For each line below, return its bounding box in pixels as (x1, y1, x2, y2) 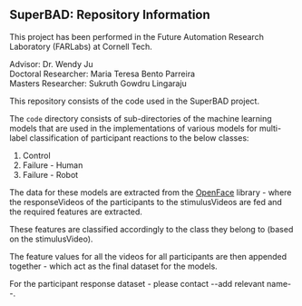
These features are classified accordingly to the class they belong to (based (9, 223, 294, 234)
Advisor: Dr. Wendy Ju (9, 58, 93, 69)
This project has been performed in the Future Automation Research (9, 31, 265, 42)
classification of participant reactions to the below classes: (29, 132, 249, 143)
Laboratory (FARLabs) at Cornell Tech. (9, 41, 152, 52)
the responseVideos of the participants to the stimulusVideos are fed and (9, 196, 283, 207)
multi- (258, 123, 282, 133)
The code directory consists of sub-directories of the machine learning (9, 113, 272, 123)
